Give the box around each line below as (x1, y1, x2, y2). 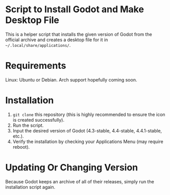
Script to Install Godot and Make (5, 4, 144, 15)
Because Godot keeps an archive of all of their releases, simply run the (5, 178, 154, 184)
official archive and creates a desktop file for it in (5, 37, 108, 43)
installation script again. (5, 184, 56, 190)
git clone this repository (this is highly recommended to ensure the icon (12, 111, 165, 118)
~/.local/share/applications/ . (5, 42, 71, 48)
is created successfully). (12, 117, 65, 123)
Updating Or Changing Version (5, 162, 138, 173)
